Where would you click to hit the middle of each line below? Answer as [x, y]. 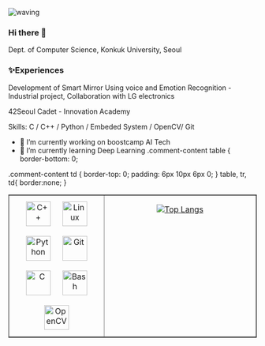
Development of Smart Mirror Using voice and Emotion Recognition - [120, 88]
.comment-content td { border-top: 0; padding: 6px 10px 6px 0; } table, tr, [127, 174]
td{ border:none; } [37, 182]
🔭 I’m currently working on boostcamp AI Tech [95, 141]
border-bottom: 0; [49, 159]
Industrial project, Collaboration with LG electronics [91, 96]
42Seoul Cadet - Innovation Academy [69, 111]
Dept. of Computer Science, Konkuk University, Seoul [95, 50]
